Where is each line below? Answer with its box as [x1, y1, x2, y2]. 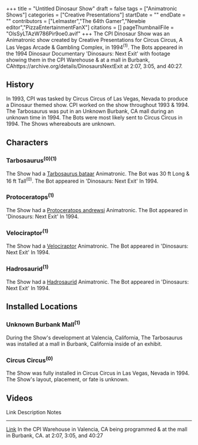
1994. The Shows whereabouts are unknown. [6, 121, 116, 128]
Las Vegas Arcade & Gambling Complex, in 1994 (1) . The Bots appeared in [6, 43, 183, 51]
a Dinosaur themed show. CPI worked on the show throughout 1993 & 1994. [6, 102, 190, 109]
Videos [6, 393, 33, 403]
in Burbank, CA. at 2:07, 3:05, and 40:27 [6, 432, 103, 439]
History [6, 80, 34, 90]
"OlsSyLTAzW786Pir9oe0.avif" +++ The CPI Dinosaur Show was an [6, 30, 170, 37]
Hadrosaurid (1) [6, 263, 49, 273]
